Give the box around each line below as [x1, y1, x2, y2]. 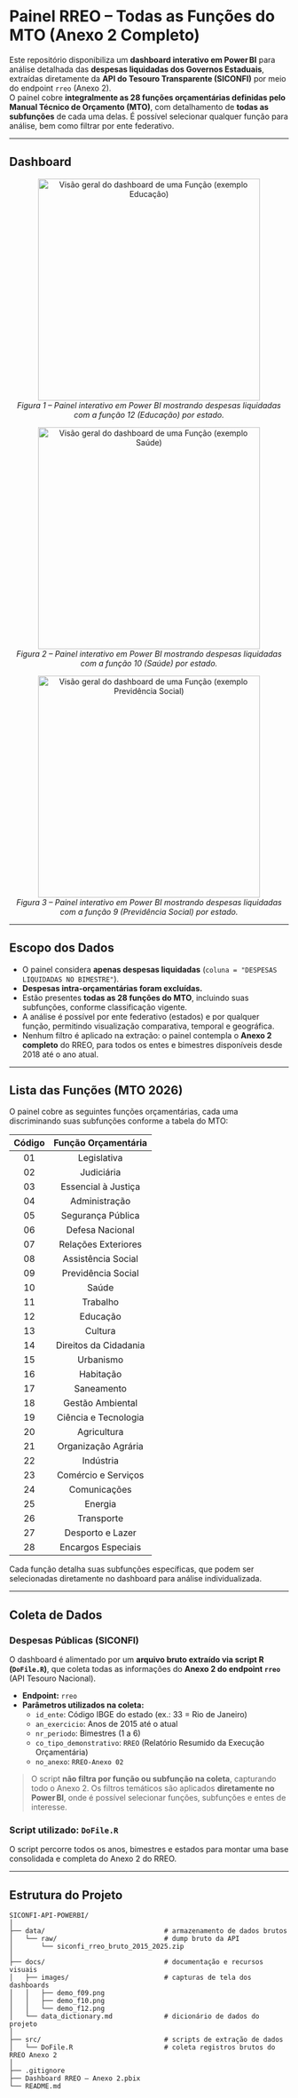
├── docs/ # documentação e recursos [9, 1958, 264, 1967]
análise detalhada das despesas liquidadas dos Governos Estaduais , [9, 64, 264, 75]
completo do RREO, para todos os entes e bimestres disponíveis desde [21, 1039, 283, 1050]
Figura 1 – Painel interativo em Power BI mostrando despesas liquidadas [17, 399, 281, 410]
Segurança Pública [60, 1210, 140, 1222]
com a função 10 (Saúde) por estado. [80, 658, 218, 668]
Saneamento [74, 1383, 127, 1395]
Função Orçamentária [53, 1137, 148, 1149]
